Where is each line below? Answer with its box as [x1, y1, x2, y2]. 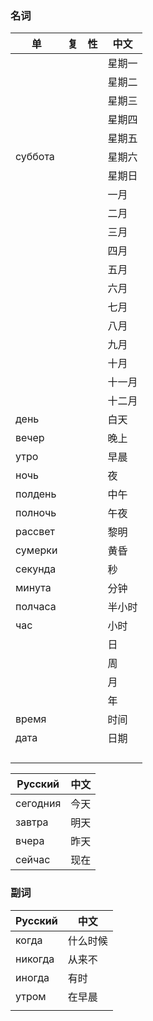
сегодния [15, 797, 62, 811]
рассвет [15, 525, 56, 539]
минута [15, 581, 52, 595]
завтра [15, 815, 49, 829]
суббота [15, 150, 55, 164]
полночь [15, 506, 57, 520]
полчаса [15, 600, 57, 614]
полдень [15, 487, 57, 501]
